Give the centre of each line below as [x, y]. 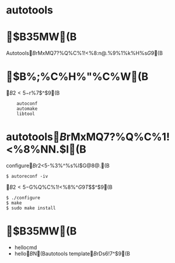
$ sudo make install [31, 208]
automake [27, 109]
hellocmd [26, 247]
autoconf [27, 104]
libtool [26, 114]
